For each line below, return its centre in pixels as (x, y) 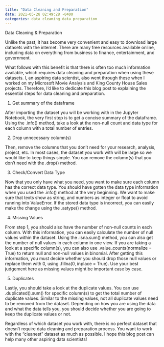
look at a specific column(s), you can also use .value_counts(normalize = (79, 248)
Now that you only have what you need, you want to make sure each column (82, 182)
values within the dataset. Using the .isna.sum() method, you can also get (79, 238)
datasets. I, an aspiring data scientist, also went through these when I (75, 78)
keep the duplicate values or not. (38, 314)
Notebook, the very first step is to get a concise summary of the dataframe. (81, 118)
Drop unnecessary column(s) (42, 138)
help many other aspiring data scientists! (46, 339)
